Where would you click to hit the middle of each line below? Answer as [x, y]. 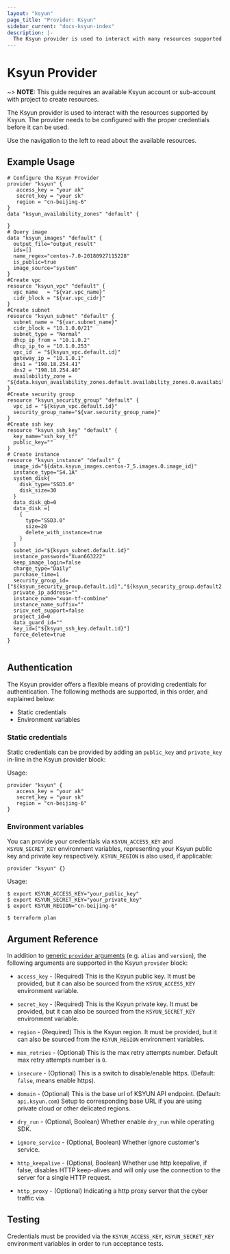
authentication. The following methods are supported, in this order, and [107, 692]
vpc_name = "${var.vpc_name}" [60, 292]
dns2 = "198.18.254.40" [47, 370]
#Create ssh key [30, 424]
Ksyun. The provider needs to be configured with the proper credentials [108, 120]
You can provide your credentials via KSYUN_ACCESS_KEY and [90, 841]
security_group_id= [41, 580]
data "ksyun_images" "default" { [55, 238]
